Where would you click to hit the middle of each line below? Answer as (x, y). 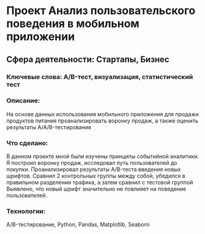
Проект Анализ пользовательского (101, 11)
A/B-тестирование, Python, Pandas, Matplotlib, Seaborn (78, 225)
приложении (41, 37)
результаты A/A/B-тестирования (49, 127)
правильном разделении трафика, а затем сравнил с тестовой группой (100, 183)
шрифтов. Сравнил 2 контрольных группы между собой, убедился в (96, 176)
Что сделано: (27, 143)
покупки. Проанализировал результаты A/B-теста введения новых (94, 170)
